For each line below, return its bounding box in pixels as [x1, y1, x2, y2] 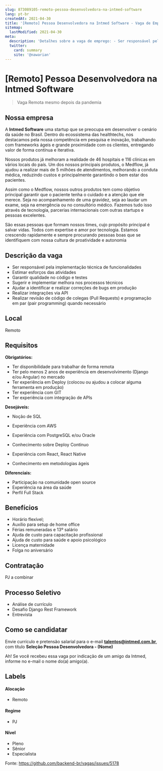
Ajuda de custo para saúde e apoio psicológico [12, 537, 106, 543]
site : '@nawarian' [14, 52, 51, 57]
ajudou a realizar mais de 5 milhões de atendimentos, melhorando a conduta [5, 167, 158, 173]
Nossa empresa [5, 114, 53, 122]
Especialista [12, 751, 36, 756]
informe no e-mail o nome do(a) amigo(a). [5, 658, 89, 664]
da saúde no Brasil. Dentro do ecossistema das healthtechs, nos [5, 132, 133, 137]
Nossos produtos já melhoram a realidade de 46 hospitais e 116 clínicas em [5, 156, 155, 163]
